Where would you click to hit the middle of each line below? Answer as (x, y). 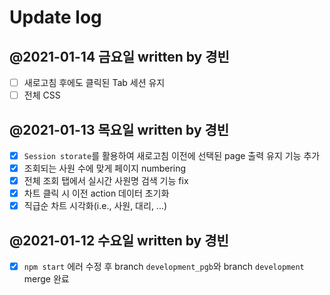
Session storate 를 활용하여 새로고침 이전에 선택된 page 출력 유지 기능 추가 (172, 155)
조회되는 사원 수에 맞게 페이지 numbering (105, 168)
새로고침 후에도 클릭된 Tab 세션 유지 (94, 82)
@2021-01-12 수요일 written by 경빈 (119, 240)
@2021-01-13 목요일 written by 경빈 (119, 129)
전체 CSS (42, 95)
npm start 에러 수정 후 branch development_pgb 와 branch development (164, 267)
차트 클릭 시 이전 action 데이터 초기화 (96, 193)
